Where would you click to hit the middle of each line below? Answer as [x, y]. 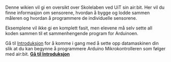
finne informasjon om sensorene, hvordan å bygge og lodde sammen [78, 13]
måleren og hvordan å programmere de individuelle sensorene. [71, 18]
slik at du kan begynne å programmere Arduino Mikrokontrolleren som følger [85, 49]
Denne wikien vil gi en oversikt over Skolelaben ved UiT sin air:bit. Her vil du [85, 7]
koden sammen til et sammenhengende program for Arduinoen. [72, 33]
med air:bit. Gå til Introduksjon [38, 54]
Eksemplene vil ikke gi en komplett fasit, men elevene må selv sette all [79, 28]
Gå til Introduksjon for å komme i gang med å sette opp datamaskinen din [82, 43]
